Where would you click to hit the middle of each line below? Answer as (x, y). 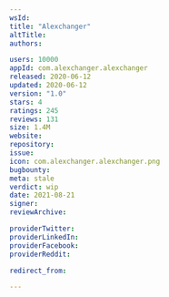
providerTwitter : (42, 229)
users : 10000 (34, 60)
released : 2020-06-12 (50, 77)
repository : (32, 145)
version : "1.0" (38, 93)
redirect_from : (38, 271)
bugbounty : (30, 169)
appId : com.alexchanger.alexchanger (79, 68)
